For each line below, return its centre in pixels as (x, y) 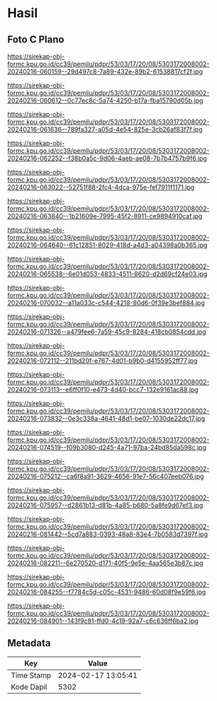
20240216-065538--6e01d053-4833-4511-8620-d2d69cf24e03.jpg (107, 274)
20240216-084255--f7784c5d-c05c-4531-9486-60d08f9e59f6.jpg (107, 592)
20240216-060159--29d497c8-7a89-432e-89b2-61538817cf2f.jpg (105, 72)
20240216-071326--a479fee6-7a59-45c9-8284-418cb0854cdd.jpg (107, 332)
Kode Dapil (29, 687)
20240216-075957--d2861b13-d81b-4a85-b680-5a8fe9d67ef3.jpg (105, 505)
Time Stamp (31, 675)
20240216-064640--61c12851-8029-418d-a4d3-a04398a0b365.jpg (107, 245)
